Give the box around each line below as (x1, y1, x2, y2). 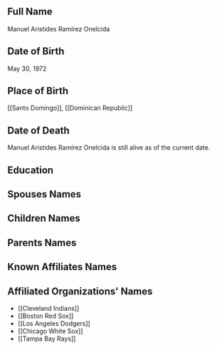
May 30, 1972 (7, 64, 47, 73)
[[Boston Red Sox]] (17, 312, 74, 320)
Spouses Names (7, 188, 82, 200)
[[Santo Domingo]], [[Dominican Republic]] (7, 103, 133, 113)
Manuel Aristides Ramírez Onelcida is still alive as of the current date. (7, 143, 211, 152)
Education (7, 164, 54, 176)
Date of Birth (7, 46, 65, 58)
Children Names (7, 212, 80, 225)
